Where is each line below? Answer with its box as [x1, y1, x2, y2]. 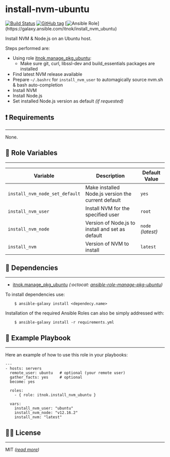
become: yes [10, 379, 35, 385]
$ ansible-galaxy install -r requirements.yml [14, 320, 114, 325]
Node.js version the [85, 190, 132, 197]
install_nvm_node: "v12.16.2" [14, 410, 78, 416]
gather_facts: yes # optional [10, 375, 82, 380]
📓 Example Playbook [5, 334, 71, 342]
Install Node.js [12, 93, 42, 99]
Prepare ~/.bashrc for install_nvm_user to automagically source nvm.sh [12, 76, 163, 82]
